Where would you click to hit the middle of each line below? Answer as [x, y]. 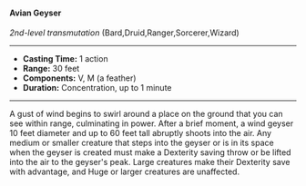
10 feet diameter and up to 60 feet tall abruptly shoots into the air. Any [140, 133]
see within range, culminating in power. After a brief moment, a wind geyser [152, 123]
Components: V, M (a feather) [79, 78]
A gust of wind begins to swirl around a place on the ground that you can [147, 114]
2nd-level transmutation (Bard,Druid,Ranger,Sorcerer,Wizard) [124, 33]
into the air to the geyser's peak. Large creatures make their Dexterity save [150, 162]
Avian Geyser [36, 13]
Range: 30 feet [51, 69]
